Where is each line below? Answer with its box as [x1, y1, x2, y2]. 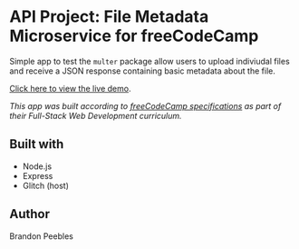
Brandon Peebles [9, 230, 74, 242]
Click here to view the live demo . [9, 83, 131, 94]
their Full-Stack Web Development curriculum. [9, 110, 183, 121]
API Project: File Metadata [9, 6, 209, 27]
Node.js [22, 161, 53, 172]
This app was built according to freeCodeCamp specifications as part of [9, 100, 282, 111]
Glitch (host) [22, 180, 70, 191]
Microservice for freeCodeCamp [9, 25, 259, 46]
